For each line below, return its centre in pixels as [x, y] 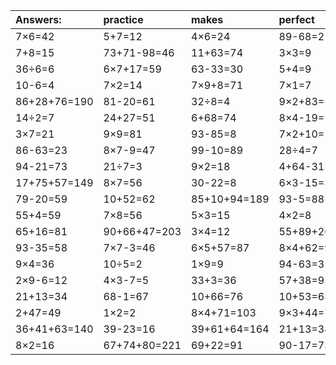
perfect [296, 19]
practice [123, 19]
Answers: [38, 19]
